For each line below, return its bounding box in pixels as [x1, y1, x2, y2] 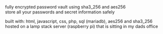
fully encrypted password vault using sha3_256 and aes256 [5, 4, 126, 10]
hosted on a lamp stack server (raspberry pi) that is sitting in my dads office [5, 23, 158, 29]
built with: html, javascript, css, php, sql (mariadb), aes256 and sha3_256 [5, 19, 153, 24]
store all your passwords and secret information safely [5, 9, 115, 15]
